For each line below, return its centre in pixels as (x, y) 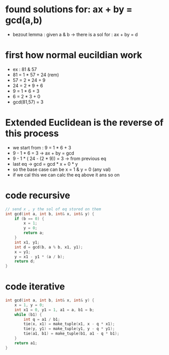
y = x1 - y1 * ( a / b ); (40, 257)
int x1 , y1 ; (27, 242)
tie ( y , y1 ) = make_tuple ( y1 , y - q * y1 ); (69, 329)
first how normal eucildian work (74, 55)
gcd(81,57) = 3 (28, 102)
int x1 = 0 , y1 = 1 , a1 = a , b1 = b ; (54, 310)
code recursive (38, 195)
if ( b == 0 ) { (29, 218)
